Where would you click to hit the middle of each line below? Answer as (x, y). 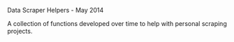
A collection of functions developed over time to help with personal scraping (117, 23)
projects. (20, 31)
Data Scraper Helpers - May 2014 (56, 10)
